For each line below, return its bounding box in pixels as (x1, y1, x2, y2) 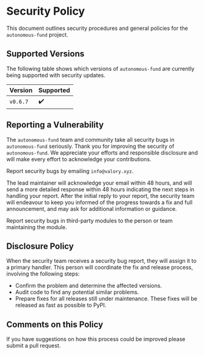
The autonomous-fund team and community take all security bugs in (6, 136, 175, 143)
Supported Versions (6, 49, 84, 59)
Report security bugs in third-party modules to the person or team (6, 217, 173, 224)
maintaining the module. (6, 223, 67, 230)
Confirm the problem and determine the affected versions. (15, 282, 162, 290)
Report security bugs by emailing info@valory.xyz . (6, 167, 134, 175)
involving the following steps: (6, 270, 80, 277)
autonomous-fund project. (6, 31, 68, 38)
